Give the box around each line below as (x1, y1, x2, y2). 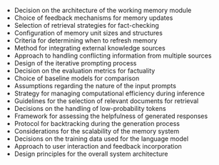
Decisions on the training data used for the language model (14, 134, 189, 143)
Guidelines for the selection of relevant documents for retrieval (14, 97, 199, 105)
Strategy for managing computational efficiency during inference (14, 89, 205, 97)
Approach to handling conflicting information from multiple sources (14, 51, 212, 60)
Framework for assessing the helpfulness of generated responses (14, 112, 208, 120)
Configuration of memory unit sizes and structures (14, 28, 163, 37)
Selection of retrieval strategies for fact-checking (14, 21, 159, 29)
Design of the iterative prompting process (14, 59, 137, 67)
